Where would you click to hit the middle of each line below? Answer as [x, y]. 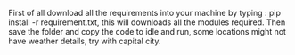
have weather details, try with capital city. [85, 41]
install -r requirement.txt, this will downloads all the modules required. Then [147, 22]
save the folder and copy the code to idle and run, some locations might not [147, 31]
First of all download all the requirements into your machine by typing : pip [145, 13]
